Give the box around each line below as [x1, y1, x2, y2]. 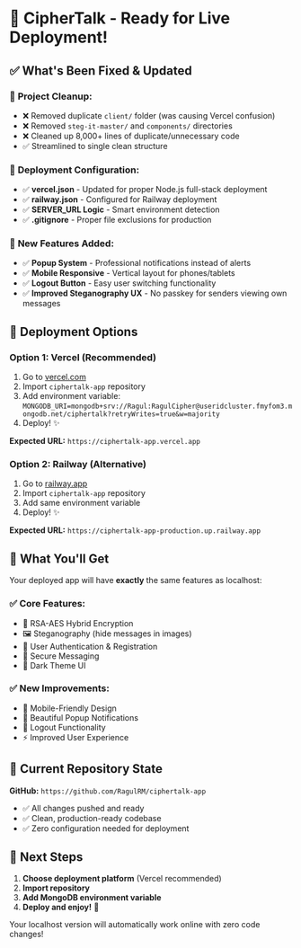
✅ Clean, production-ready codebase [22, 812, 162, 823]
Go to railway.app [22, 478, 88, 489]
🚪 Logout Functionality [22, 722, 106, 732]
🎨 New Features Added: [9, 237, 115, 250]
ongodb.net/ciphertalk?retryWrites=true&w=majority [22, 410, 220, 419]
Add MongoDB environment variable [22, 892, 162, 903]
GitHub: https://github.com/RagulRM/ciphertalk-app [9, 785, 207, 796]
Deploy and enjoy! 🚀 [22, 902, 100, 913]
